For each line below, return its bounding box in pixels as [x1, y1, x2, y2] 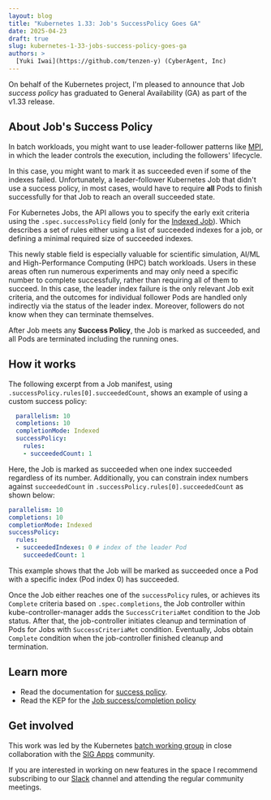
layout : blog [8, 11, 53, 20]
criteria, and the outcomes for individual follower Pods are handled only [8, 292, 247, 302]
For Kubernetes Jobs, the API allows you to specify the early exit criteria [8, 208, 250, 217]
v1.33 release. [8, 97, 55, 106]
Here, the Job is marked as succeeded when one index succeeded [8, 464, 233, 474]
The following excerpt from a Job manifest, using [8, 379, 173, 389]
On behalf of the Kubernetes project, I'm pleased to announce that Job [8, 79, 245, 89]
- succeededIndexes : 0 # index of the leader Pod [15, 544, 187, 552]
